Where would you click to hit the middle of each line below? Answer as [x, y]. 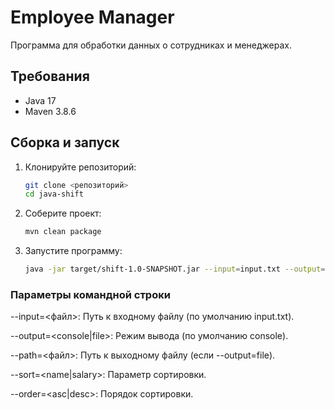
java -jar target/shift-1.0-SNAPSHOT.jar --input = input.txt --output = [175, 269]
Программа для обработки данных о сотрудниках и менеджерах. [151, 45]
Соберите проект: [63, 213]
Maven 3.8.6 [50, 111]
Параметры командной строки [90, 294]
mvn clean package [63, 232]
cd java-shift [54, 194]
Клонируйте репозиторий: [80, 167]
